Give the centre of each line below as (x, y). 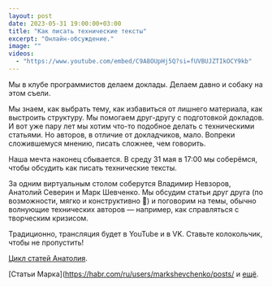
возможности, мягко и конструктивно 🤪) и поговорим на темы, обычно (133, 201)
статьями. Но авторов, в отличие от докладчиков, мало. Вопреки (122, 134)
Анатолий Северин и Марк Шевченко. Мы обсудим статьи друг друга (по (136, 192)
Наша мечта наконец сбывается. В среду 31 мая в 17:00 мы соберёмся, (133, 159)
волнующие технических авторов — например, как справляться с (124, 209)
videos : (22, 54)
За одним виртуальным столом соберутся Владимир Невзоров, (120, 183)
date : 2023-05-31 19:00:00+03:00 (65, 24)
